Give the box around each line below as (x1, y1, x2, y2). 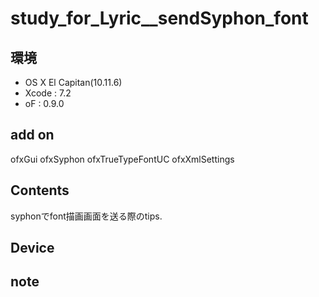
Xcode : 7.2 (24, 87, 72, 99)
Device (10, 240, 55, 257)
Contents (10, 182, 70, 199)
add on (10, 127, 55, 144)
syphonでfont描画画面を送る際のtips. (10, 210, 163, 222)
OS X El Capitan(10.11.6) (24, 77, 123, 88)
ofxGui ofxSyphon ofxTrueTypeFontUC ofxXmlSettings (10, 153, 235, 165)
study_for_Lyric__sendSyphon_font (10, 7, 309, 30)
